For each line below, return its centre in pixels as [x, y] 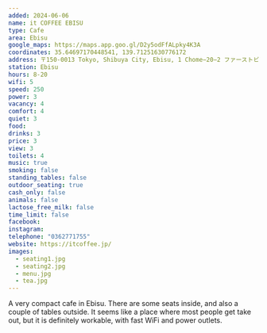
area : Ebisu [28, 38]
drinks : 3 [25, 133]
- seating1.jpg [41, 258]
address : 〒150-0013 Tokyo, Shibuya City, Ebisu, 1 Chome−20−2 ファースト [131, 60]
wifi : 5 [21, 82]
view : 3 [21, 148]
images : [21, 251]
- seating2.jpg [41, 266]
